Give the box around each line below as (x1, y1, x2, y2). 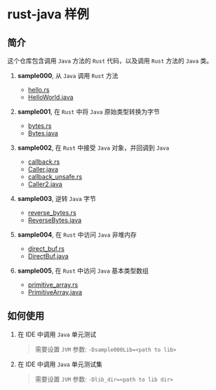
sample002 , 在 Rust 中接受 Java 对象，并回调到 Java (17, 143, 170, 152)
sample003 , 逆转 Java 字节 (17, 195, 96, 202)
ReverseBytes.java (27, 216, 82, 224)
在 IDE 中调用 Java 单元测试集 (17, 360, 103, 368)
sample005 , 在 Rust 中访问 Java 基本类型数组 (17, 266, 149, 275)
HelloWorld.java (27, 93, 74, 101)
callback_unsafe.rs (27, 173, 83, 181)
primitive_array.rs (27, 280, 79, 289)
